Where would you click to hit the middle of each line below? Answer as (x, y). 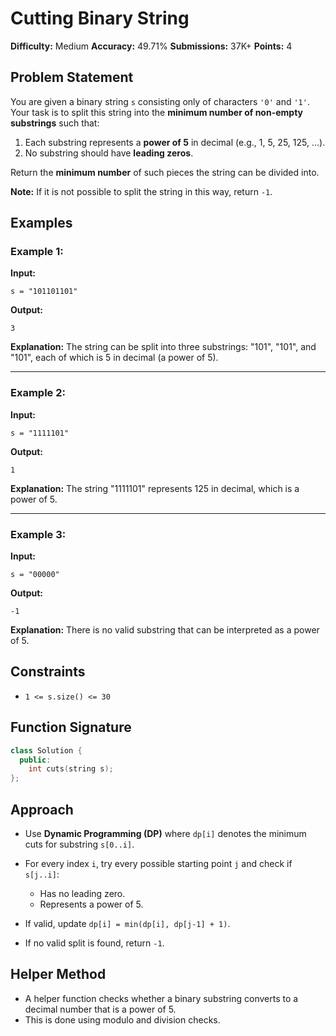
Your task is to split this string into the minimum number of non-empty (157, 112)
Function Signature (71, 727)
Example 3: (38, 534)
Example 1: (37, 252)
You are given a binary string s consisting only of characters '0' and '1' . (160, 101)
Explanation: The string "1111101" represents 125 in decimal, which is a (155, 488)
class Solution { (46, 750)
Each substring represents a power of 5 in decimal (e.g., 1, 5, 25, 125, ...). (175, 142)
